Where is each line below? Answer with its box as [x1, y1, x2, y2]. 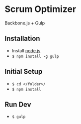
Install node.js [11, 47, 41, 53]
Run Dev [4, 100, 31, 109]
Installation [4, 34, 40, 43]
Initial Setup [4, 67, 43, 76]
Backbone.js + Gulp [4, 20, 45, 26]
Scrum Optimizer [4, 3, 77, 15]
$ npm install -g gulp [11, 54, 59, 59]
